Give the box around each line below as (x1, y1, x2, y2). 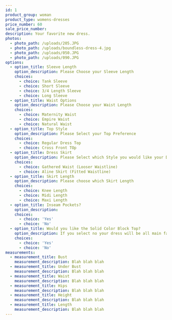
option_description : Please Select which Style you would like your (14, 155, 164, 160)
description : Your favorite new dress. (5, 31, 91, 36)
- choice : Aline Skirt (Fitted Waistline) (18, 169, 111, 174)
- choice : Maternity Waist (18, 112, 77, 118)
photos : (5, 36, 22, 41)
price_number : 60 (5, 21, 42, 27)
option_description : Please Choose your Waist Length (14, 103, 132, 108)
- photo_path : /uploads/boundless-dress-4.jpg (10, 45, 111, 51)
